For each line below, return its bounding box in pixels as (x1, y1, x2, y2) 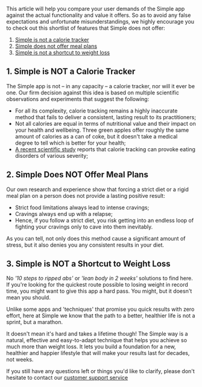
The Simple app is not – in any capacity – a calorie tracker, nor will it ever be (6, 82, 195, 89)
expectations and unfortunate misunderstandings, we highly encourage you (6, 18, 195, 25)
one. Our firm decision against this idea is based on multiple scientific (6, 89, 180, 96)
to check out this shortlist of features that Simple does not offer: (6, 24, 166, 31)
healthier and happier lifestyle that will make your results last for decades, (6, 350, 190, 357)
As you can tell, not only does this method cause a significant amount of (6, 235, 186, 242)
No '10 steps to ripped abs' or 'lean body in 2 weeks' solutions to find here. (6, 275, 193, 282)
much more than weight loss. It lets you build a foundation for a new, (6, 343, 176, 350)
